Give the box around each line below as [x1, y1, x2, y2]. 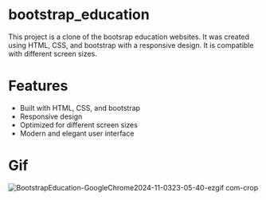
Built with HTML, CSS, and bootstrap [19, 103, 141, 112]
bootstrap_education [8, 6, 150, 24]
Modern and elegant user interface [19, 128, 135, 138]
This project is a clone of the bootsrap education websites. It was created [8, 32, 249, 41]
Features [8, 77, 68, 95]
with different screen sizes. [8, 49, 98, 58]
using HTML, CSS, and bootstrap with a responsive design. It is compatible [8, 40, 254, 49]
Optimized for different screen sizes [19, 120, 138, 129]
